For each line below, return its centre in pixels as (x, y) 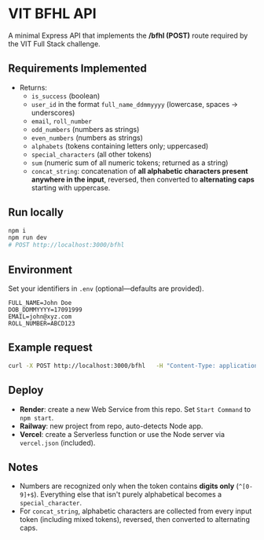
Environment (40, 269)
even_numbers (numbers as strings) (87, 138)
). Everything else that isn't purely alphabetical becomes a (128, 494)
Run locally (36, 213)
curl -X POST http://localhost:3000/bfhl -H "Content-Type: (112, 366)
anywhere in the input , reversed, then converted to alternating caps (143, 179)
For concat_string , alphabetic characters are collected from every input (136, 511)
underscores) (53, 112)
